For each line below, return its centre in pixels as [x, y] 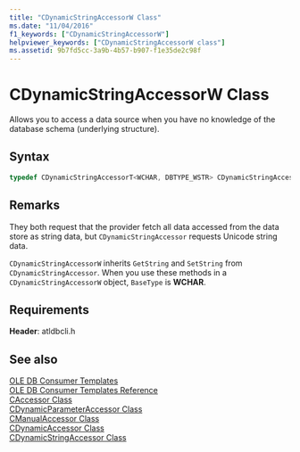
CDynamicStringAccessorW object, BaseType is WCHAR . [108, 282]
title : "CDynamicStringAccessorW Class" [86, 17]
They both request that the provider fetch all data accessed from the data [144, 226]
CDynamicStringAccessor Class [68, 438]
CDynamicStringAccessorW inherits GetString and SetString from [126, 263]
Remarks [35, 205]
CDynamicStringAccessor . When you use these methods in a [118, 272]
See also [33, 359]
